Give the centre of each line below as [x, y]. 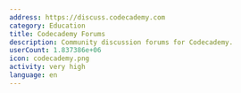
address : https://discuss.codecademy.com [87, 17]
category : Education [48, 26]
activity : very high [48, 67]
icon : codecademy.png [50, 58]
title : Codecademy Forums [57, 34]
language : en [33, 75]
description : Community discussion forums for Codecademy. [121, 42]
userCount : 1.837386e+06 [55, 50]
